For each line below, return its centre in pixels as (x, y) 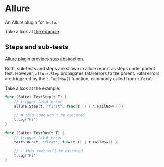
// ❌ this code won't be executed (49, 115)
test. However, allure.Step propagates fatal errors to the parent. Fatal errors (82, 73)
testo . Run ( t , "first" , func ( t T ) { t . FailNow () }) (67, 142)
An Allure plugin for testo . (31, 22)
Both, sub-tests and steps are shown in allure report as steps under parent (80, 68)
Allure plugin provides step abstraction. (45, 59)
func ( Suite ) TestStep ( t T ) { (36, 97)
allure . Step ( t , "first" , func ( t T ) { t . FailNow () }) (69, 106)
